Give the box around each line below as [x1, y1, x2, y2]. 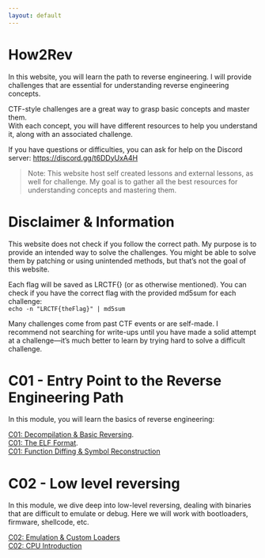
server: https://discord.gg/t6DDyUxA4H [8, 153, 138, 162]
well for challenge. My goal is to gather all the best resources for [27, 177, 238, 186]
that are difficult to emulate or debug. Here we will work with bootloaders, [8, 509, 248, 518]
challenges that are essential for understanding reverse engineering [8, 80, 229, 89]
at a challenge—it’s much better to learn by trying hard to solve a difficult [8, 336, 246, 345]
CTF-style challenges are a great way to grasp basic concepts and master [8, 104, 250, 113]
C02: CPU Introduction [8, 541, 82, 551]
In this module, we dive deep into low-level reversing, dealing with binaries [8, 500, 252, 511]
